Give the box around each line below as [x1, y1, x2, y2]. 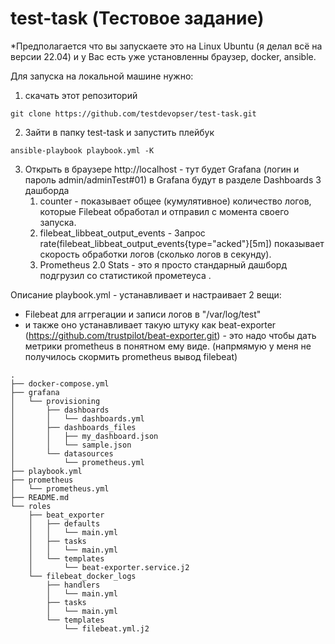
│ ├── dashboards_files [10, 422, 137, 432]
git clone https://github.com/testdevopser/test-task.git [10, 108, 257, 119]
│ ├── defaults [28, 518, 101, 529]
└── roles [10, 501, 52, 511]
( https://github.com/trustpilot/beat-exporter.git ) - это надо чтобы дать [24, 329, 317, 341]
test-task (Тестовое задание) [10, 7, 265, 30]
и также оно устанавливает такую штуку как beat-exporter [24, 318, 277, 331]
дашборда [24, 184, 70, 196]
